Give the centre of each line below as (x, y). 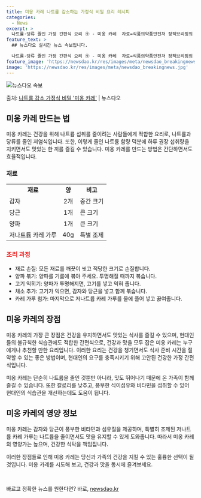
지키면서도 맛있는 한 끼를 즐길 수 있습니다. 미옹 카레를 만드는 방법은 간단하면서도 (100, 149)
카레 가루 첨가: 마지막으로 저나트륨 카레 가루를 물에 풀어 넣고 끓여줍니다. (98, 298)
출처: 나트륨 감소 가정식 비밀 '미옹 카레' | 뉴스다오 (64, 98)
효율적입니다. (22, 157)
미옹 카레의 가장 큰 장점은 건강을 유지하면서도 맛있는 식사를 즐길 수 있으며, (92, 335)
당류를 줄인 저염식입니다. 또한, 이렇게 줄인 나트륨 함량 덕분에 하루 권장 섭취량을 (98, 142)
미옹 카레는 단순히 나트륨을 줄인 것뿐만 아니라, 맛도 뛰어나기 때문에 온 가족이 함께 (100, 377)
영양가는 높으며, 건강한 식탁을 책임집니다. (60, 444)
